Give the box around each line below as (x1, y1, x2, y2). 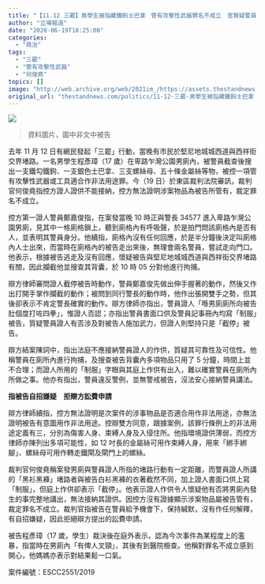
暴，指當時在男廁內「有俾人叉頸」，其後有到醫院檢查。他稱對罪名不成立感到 (8, 541, 254, 550)
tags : (8, 48, 26, 56)
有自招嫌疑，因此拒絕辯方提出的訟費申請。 (8, 514, 147, 524)
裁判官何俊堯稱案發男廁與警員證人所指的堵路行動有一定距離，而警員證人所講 (8, 465, 257, 474)
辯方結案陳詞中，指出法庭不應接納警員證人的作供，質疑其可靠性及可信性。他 (8, 345, 257, 355)
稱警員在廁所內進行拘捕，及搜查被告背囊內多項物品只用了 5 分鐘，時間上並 (8, 355, 252, 364)
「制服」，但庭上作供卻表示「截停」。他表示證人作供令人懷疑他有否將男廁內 (8, 484, 250, 494)
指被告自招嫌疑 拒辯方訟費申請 (8, 392, 112, 401)
